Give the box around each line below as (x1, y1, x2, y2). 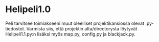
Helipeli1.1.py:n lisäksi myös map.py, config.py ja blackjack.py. (5, 31, 135, 37)
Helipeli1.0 (5, 4, 51, 15)
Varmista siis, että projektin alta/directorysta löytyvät (26, 25, 138, 31)
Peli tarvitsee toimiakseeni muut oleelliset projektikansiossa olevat (5, 20, 145, 26)
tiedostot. (5, 25, 26, 31)
